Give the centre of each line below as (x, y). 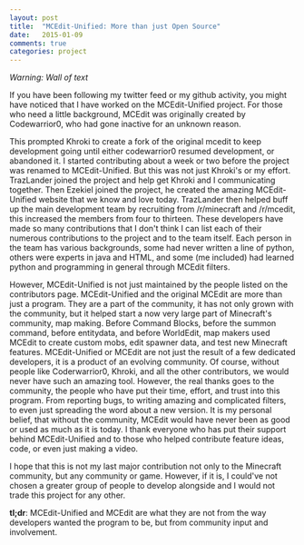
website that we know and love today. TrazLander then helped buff (163, 200)
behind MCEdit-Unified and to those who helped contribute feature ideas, (147, 439)
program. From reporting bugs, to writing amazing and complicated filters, (148, 401)
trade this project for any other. (67, 495)
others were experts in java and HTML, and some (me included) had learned (152, 258)
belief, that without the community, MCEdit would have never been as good (150, 420)
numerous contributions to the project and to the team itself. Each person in (151, 238)
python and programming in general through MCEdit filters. (120, 267)
